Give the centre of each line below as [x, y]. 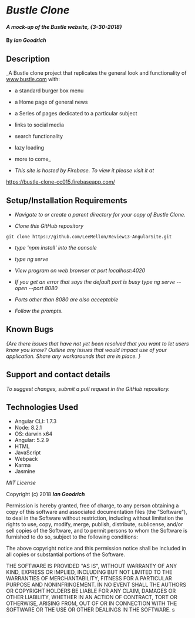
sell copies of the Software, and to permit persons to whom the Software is [97, 531]
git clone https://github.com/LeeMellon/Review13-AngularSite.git [89, 237]
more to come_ [33, 159]
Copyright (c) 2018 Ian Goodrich [46, 494]
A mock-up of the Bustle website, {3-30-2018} [64, 26]
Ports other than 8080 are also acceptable [66, 300]
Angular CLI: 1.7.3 [36, 421]
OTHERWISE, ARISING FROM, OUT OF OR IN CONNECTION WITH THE [92, 603]
